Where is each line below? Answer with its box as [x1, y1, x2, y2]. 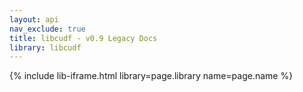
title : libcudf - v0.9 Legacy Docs [9, 33, 158, 43]
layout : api [9, 14, 59, 25]
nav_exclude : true [9, 24, 86, 34]
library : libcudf [9, 42, 82, 53]
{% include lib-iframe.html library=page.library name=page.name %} [9, 70, 294, 82]
